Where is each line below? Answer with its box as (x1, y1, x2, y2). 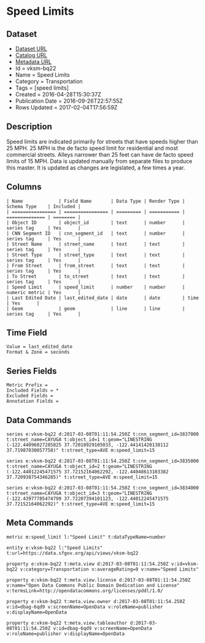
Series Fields (6, 365, 57, 376)
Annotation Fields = (6, 398, 60, 405)
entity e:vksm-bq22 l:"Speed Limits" (6, 545, 103, 551)
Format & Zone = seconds (6, 349, 70, 356)
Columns (6, 182, 42, 192)
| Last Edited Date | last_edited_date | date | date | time (6, 295, 199, 301)
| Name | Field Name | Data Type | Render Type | (6, 198, 185, 204)
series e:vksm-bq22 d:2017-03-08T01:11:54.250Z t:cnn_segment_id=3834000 (6, 485, 199, 491)
